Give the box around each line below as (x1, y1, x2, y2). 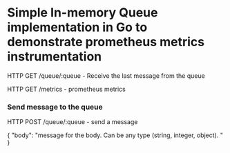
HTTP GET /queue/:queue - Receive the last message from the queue (7, 71, 205, 80)
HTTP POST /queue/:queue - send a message (7, 118, 138, 126)
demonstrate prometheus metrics (7, 34, 205, 50)
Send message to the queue (7, 102, 104, 112)
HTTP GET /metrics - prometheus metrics (7, 85, 126, 93)
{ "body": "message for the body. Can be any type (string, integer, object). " (7, 131, 223, 139)
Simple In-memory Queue (7, 5, 158, 21)
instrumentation (7, 49, 102, 65)
